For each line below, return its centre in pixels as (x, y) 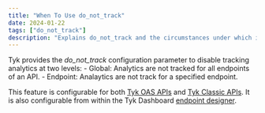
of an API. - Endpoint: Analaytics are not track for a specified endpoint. (123, 77)
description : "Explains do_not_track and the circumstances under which (130, 38)
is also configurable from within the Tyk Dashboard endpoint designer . (123, 100)
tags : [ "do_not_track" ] (47, 30)
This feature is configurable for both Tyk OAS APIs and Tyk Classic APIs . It (129, 92)
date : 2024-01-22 (37, 23)
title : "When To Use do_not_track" (67, 15)
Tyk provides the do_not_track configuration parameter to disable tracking (129, 60)
